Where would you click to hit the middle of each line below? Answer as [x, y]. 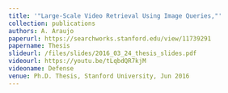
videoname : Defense [41, 69]
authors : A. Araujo [41, 31]
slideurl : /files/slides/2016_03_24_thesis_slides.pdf [103, 53]
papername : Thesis [39, 46]
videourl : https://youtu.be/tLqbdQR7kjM [78, 61]
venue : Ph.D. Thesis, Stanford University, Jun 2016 [99, 76]
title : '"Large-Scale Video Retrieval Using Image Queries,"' [115, 16]
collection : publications [52, 23]
